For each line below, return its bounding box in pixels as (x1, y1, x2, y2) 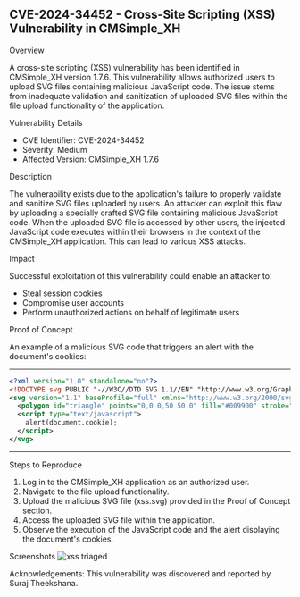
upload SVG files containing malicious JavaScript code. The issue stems (9, 80, 275, 92)
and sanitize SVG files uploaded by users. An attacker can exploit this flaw (9, 198, 283, 208)
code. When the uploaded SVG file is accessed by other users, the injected (9, 216, 286, 227)
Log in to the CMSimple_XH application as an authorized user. (21, 476, 250, 487)
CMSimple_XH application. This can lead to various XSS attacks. (9, 236, 246, 247)
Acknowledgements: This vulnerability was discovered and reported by (9, 568, 271, 579)
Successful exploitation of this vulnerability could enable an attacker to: (9, 270, 272, 281)
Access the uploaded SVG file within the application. (21, 514, 216, 526)
